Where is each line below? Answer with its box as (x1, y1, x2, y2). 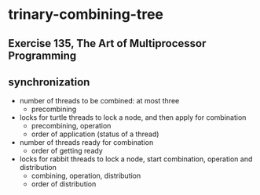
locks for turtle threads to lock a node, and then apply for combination (19, 113, 247, 122)
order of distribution (31, 179, 97, 189)
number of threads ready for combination (19, 138, 154, 147)
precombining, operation (31, 121, 112, 131)
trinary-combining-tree (8, 5, 163, 23)
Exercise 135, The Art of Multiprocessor (8, 37, 207, 50)
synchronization (8, 75, 90, 88)
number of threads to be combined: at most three (19, 96, 180, 106)
